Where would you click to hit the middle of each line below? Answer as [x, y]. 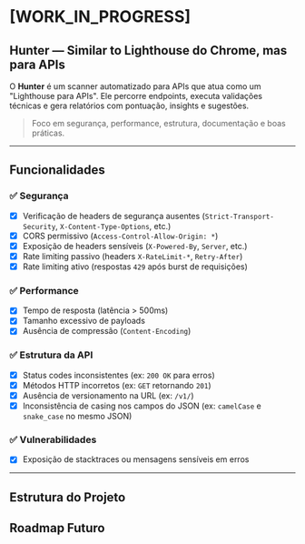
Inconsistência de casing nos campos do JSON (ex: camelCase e [142, 406]
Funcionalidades [58, 170]
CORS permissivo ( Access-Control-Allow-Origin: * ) [120, 236]
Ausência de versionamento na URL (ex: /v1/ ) [108, 395]
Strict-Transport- [240, 217]
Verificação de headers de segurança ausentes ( [114, 216]
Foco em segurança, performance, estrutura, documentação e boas [158, 123]
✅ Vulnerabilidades [53, 439]
